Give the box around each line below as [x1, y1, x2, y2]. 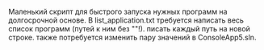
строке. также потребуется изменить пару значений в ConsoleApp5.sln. [8, 32, 257, 42]
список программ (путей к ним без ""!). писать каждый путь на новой [8, 24, 250, 33]
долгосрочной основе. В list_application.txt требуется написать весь [8, 15, 245, 25]
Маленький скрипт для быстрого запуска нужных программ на [8, 7, 228, 16]
